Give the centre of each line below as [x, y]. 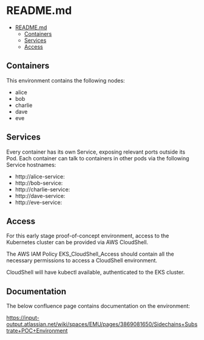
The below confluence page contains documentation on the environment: [98, 306]
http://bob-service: [39, 183]
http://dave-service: [40, 195]
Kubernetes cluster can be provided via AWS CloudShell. [77, 242]
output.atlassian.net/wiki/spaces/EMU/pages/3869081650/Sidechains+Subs [102, 324]
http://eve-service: [39, 202]
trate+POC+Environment [37, 331]
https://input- [23, 318]
